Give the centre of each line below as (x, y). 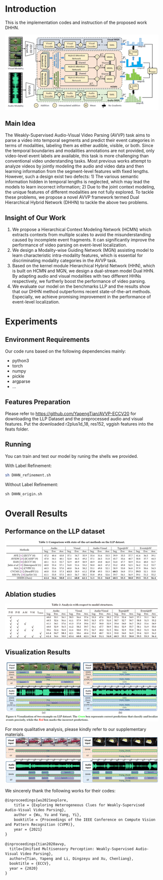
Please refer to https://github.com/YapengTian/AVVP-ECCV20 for (71, 413)
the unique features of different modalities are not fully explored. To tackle (80, 192)
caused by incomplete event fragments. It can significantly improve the (83, 240)
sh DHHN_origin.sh (24, 494)
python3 (20, 361)
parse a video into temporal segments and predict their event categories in (80, 140)
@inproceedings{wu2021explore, (37, 800)
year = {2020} (24, 868)
